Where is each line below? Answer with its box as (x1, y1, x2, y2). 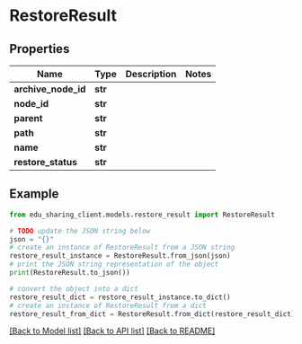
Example (9, 186, 59, 202)
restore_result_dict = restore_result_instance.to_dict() (9, 293, 231, 302)
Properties (9, 41, 70, 57)
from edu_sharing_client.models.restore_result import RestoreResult (9, 210, 276, 219)
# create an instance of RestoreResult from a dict (9, 301, 207, 310)
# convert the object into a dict (9, 284, 139, 293)
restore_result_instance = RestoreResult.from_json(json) (9, 251, 231, 260)
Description (125, 68, 177, 80)
